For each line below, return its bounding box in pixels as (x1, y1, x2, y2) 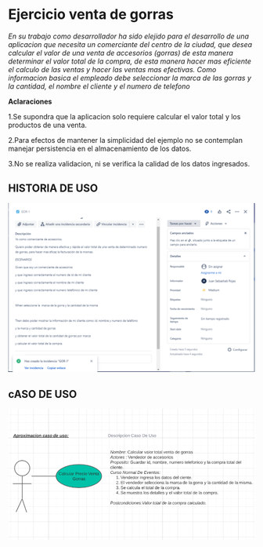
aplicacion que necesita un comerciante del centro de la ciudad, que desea (8, 39, 253, 49)
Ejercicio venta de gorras (8, 5, 174, 24)
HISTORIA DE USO (8, 182, 99, 195)
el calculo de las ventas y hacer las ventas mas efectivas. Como (8, 64, 217, 74)
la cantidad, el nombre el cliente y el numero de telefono (8, 81, 190, 91)
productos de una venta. (8, 120, 88, 129)
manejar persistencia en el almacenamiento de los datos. (8, 144, 192, 153)
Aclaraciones (8, 97, 52, 106)
